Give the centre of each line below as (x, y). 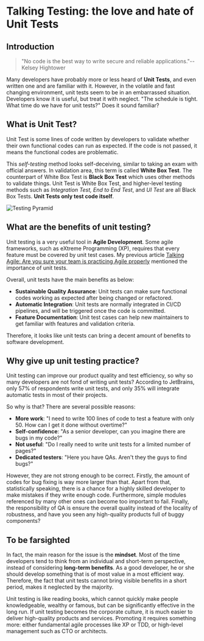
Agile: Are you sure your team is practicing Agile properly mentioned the (97, 261)
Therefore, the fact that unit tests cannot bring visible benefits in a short (97, 581)
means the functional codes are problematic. (62, 152)
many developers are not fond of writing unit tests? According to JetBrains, (100, 382)
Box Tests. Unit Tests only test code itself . (60, 196)
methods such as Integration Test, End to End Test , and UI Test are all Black (101, 189)
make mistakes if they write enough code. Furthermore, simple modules (97, 495)
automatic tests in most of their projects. (57, 395)
